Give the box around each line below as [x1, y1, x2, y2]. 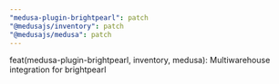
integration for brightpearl [9, 64, 107, 75]
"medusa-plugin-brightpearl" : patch [9, 13, 149, 23]
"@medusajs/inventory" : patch [9, 22, 125, 31]
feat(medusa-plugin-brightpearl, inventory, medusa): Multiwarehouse [9, 55, 271, 66]
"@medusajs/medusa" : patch [9, 30, 112, 39]
